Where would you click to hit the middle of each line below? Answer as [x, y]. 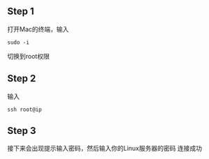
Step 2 [22, 78]
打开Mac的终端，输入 [38, 29]
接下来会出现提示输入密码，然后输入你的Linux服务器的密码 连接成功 [105, 149]
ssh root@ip [24, 109]
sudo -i [19, 42]
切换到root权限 [29, 56]
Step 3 [22, 131]
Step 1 [21, 12]
